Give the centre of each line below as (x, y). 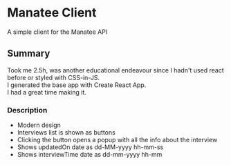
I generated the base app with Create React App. (77, 85)
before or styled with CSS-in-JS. (54, 77)
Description (27, 110)
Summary (29, 54)
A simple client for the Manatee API (57, 32)
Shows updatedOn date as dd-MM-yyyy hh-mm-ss (90, 147)
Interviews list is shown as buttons (66, 133)
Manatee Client (52, 13)
